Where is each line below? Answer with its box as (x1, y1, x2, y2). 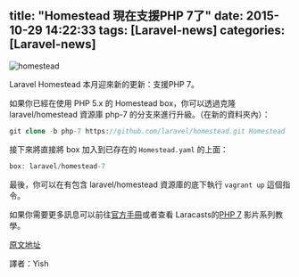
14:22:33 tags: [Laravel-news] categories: (45, 23, 286, 38)
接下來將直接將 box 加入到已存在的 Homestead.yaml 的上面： (9, 143, 229, 154)
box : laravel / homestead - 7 (9, 161, 105, 171)
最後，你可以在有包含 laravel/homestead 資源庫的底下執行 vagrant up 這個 (9, 179, 283, 190)
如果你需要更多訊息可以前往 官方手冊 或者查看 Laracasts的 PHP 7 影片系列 (9, 208, 276, 220)
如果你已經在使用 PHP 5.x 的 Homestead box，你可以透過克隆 (9, 97, 237, 109)
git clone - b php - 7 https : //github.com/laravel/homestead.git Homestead (9, 126, 286, 135)
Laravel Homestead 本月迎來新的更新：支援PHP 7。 (9, 78, 199, 89)
